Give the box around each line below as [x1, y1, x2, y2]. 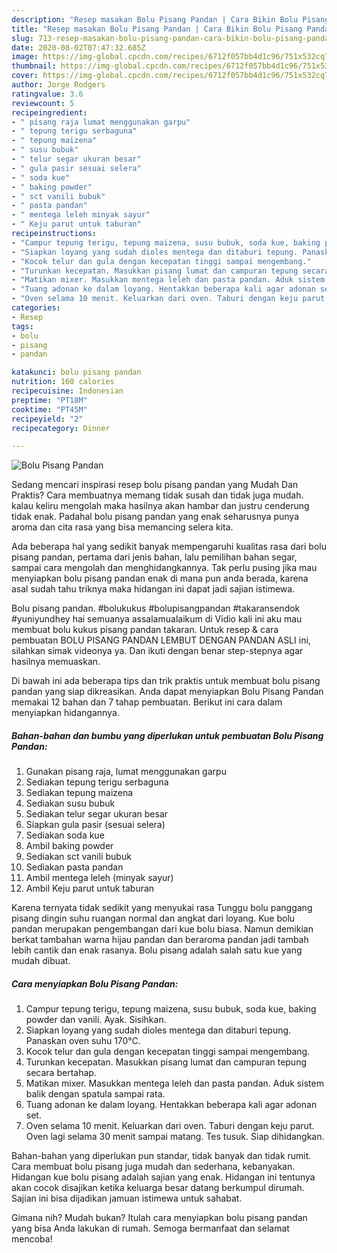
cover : [11, 71, 39, 81]
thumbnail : [11, 61, 57, 71]
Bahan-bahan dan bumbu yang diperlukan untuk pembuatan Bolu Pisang [11, 729, 324, 741]
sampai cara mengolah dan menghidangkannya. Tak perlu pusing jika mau [11, 562, 318, 574]
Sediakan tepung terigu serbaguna [25, 776, 169, 788]
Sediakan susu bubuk [25, 797, 116, 810]
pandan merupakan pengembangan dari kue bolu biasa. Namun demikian [11, 923, 314, 935]
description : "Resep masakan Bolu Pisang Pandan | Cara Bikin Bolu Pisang [11, 14, 330, 25]
